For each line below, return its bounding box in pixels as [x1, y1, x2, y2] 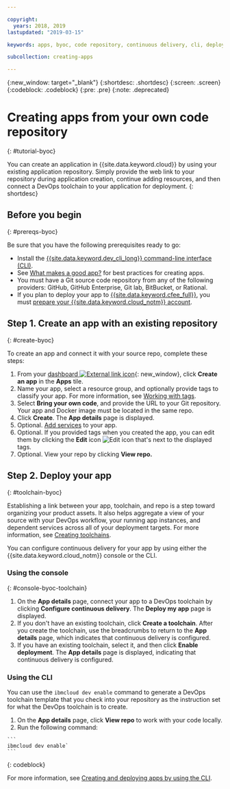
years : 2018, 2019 [13, 22, 66, 30]
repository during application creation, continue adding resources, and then [7, 175, 220, 183]
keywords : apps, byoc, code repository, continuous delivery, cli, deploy [7, 41, 225, 48]
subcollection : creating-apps [7, 54, 94, 60]
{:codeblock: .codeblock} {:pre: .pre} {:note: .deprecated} [7, 86, 170, 94]
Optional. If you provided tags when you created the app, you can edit [16, 428, 215, 436]
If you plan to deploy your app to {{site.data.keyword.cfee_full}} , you [16, 290, 211, 298]
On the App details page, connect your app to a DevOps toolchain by [16, 597, 213, 605]
